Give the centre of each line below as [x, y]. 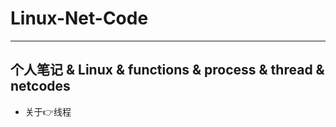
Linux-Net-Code [79, 18]
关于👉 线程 [48, 111]
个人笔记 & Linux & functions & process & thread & [167, 70]
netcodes [40, 86]
